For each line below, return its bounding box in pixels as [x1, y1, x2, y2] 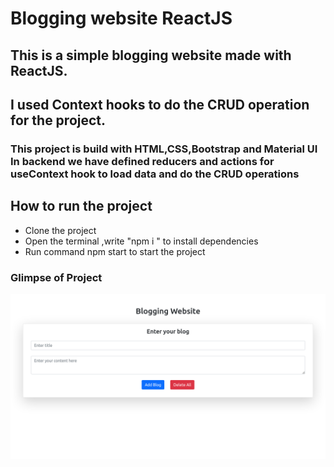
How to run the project [10, 198, 153, 215]
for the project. [10, 112, 107, 129]
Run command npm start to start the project [24, 245, 206, 257]
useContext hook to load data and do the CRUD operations [10, 167, 300, 181]
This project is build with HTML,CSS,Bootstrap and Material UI [10, 142, 318, 156]
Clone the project [24, 224, 97, 236]
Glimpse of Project [10, 270, 103, 284]
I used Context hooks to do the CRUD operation [10, 96, 310, 113]
